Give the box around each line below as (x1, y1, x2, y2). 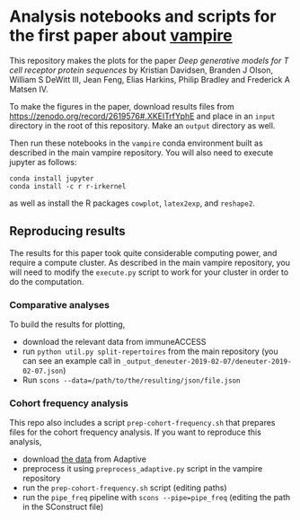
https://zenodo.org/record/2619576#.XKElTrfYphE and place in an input (9, 110, 276, 121)
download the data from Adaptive (22, 454, 146, 464)
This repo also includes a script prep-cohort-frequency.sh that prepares (9, 418, 276, 428)
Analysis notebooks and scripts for (9, 6, 277, 27)
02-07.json (22, 366, 64, 376)
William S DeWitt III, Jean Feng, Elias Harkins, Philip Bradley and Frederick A (9, 74, 290, 84)
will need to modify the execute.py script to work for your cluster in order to (9, 267, 289, 278)
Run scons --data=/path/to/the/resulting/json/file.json (22, 375, 241, 385)
